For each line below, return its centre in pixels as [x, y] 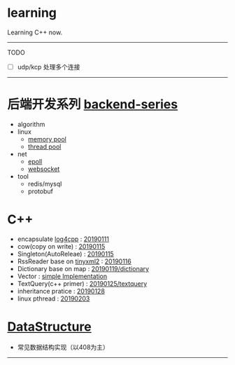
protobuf [41, 191]
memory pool [47, 139]
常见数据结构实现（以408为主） [63, 347]
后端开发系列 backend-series [93, 105]
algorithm [31, 124]
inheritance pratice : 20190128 [61, 291]
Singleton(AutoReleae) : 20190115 [65, 254]
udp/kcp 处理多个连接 [49, 67]
